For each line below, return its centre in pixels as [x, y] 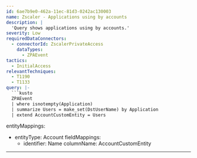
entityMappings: [26, 126]
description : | [25, 22]
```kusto [22, 93]
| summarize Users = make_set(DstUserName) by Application [85, 109]
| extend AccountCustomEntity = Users [59, 115]
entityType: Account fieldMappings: [58, 138]
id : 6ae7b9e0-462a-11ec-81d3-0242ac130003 [59, 11]
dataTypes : [30, 50]
